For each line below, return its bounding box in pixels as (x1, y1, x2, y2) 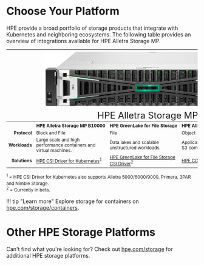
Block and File (36, 129, 66, 136)
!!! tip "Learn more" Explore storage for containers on (6, 198, 140, 205)
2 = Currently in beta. (6, 186, 50, 193)
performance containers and (36, 142, 96, 148)
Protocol (13, 129, 32, 136)
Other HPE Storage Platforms (6, 225, 156, 239)
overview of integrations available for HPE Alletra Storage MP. (6, 37, 161, 44)
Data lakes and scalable (109, 140, 159, 146)
